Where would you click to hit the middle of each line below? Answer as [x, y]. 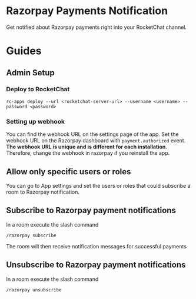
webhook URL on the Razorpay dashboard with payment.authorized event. [96, 141]
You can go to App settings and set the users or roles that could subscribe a [98, 185]
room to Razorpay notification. [43, 192]
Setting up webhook [35, 121]
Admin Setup [30, 73]
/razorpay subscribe [31, 235]
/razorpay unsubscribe [34, 290]
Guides [24, 51]
